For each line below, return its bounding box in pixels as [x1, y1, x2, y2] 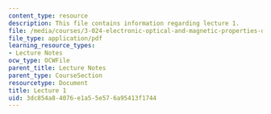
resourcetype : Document [8, 79, 89, 87]
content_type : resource [8, 11, 89, 20]
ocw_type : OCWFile [8, 57, 70, 65]
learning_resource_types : [8, 42, 95, 50]
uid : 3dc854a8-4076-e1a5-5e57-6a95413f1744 [8, 94, 157, 102]
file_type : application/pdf [8, 34, 103, 43]
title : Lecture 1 [8, 86, 67, 95]
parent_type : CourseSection [8, 71, 103, 79]
